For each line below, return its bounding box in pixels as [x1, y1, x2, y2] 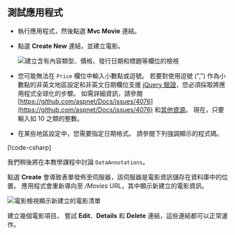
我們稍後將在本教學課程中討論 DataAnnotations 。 [7, 158, 149, 166]
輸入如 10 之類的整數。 [17, 114, 84, 122]
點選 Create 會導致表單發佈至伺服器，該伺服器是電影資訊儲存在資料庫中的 [7, 172, 222, 181]
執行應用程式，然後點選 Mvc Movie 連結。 [17, 27, 141, 35]
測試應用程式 [7, 6, 63, 19]
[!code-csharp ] [7, 143, 51, 151]
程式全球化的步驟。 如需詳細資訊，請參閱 [23, 89, 143, 97]
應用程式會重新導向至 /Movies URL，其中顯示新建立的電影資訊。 [20, 182, 208, 190]
